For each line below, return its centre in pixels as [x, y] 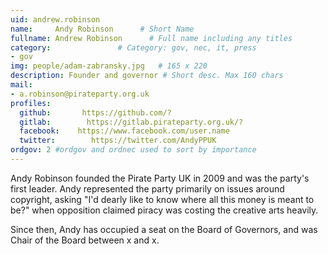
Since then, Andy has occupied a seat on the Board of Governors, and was [164, 229]
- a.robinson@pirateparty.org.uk [80, 94]
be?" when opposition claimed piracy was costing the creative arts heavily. [164, 210]
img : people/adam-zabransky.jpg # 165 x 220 [109, 66]
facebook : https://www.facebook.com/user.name [124, 131]
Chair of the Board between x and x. [85, 240]
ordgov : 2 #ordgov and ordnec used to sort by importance [133, 150]
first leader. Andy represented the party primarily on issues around [147, 188]
